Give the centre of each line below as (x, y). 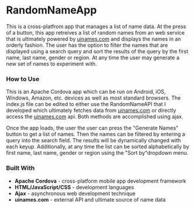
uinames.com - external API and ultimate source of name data (90, 199)
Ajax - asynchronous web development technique (75, 193)
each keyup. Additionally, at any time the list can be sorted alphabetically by (97, 146)
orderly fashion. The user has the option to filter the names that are (87, 45)
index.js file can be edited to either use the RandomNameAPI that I (86, 104)
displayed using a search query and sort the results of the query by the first (97, 51)
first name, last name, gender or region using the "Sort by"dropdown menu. (97, 153)
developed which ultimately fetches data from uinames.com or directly (91, 110)
